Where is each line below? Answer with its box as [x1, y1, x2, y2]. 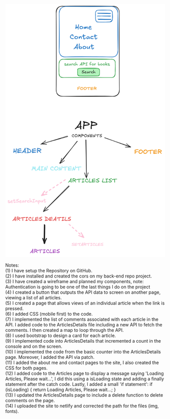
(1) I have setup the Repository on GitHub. [5, 268, 93, 274]
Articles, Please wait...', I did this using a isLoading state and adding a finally [5, 376, 164, 382]
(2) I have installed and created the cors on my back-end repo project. [5, 273, 152, 279]
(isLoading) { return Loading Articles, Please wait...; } [5, 386, 116, 393]
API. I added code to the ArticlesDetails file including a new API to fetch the [5, 322, 162, 328]
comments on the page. [5, 398, 55, 404]
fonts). [5, 408, 19, 414]
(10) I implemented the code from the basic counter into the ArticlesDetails [5, 349, 161, 355]
